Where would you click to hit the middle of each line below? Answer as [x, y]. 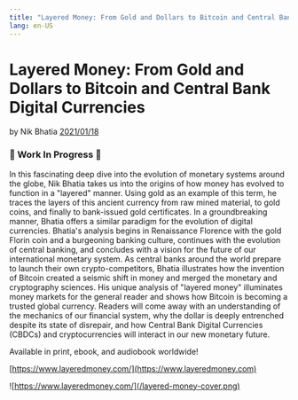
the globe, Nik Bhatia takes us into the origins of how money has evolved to [147, 184]
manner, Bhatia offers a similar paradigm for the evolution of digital [131, 221]
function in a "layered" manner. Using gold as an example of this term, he [143, 192]
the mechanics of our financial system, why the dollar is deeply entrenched [147, 315]
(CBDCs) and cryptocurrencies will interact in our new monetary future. [140, 334]
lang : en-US [31, 26]
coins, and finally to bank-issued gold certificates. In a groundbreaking [138, 212]
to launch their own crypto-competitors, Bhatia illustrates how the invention [147, 268]
